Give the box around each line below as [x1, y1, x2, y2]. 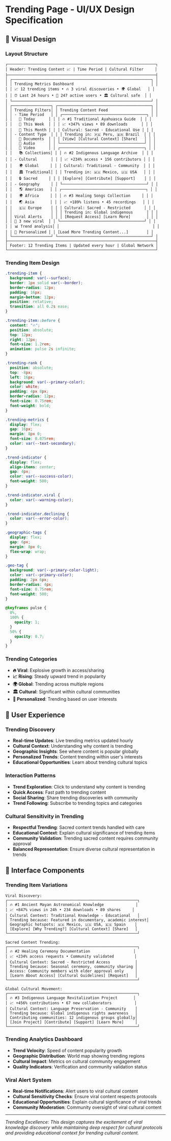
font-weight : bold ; [10, 403, 51, 408]
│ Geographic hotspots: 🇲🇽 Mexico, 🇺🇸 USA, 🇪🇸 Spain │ [5, 922, 137, 927]
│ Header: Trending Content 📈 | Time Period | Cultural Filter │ [5, 66, 158, 72]
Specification [5, 14, 64, 26]
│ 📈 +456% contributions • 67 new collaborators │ [5, 1000, 137, 1006]
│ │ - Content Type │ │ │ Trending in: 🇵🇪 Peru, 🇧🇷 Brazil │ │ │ [5, 132, 156, 137]
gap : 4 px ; [10, 469, 31, 474]
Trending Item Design [5, 259, 60, 266]
